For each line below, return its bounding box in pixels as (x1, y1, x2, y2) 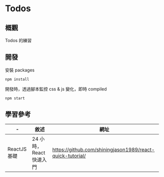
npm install (5, 77, 29, 82)
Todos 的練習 (5, 38, 32, 43)
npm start (5, 96, 25, 101)
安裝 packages (5, 67, 35, 73)
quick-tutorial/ (52, 152, 86, 159)
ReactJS (7, 145, 27, 152)
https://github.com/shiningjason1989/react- (52, 146, 155, 153)
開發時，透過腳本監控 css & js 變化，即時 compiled (5, 86, 107, 92)
